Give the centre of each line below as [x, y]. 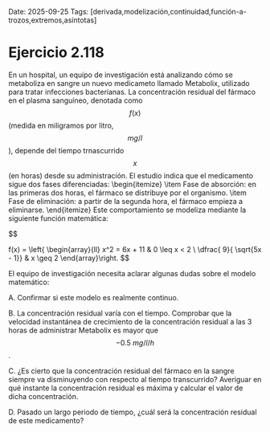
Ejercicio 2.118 [56, 53]
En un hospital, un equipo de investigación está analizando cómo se [121, 75]
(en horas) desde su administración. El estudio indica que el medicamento [131, 175]
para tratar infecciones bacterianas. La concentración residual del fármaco [132, 92]
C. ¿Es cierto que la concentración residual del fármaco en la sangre [121, 371]
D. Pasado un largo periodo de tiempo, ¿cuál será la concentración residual [133, 412]
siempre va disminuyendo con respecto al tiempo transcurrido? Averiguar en [135, 379]
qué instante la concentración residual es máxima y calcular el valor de [126, 388]
